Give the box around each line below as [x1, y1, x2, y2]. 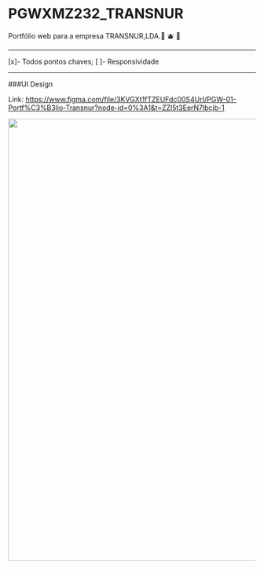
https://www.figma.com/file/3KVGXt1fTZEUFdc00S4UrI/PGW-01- [25, 94, 237, 104]
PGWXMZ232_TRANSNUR [8, 5, 184, 23]
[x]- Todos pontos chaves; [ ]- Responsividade [8, 57, 159, 66]
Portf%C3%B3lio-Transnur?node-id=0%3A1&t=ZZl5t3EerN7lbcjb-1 [8, 103, 225, 112]
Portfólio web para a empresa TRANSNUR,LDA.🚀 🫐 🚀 [8, 31, 181, 40]
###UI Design [8, 79, 53, 89]
